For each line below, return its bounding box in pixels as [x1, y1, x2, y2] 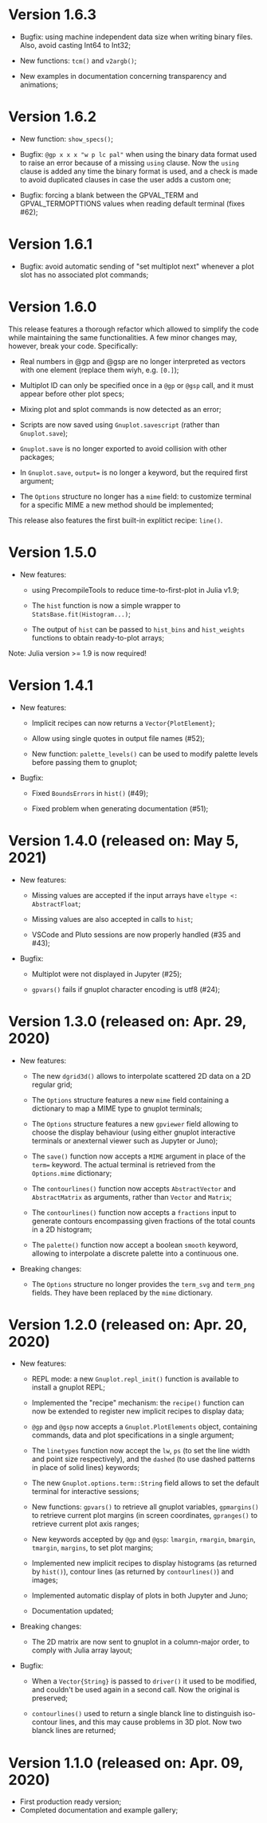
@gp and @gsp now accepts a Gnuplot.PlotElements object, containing [31, 1422, 257, 1432]
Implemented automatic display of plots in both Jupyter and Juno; [31, 1591, 249, 1601]
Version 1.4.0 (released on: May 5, [8, 831, 239, 849]
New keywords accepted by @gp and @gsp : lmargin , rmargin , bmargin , [31, 1535, 257, 1544]
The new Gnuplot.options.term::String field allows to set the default [31, 1478, 260, 1488]
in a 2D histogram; [31, 1225, 92, 1234]
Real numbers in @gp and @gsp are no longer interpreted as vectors [19, 356, 245, 366]
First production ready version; [19, 1797, 122, 1806]
